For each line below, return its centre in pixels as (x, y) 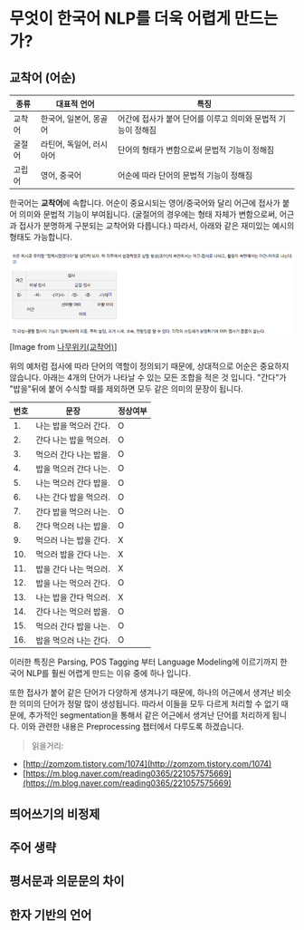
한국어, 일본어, (66, 118)
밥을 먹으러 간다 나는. (73, 469)
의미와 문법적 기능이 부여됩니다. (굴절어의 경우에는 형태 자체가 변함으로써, (148, 214)
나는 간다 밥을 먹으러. (73, 497)
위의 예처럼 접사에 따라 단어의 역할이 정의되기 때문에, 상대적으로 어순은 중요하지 (149, 366)
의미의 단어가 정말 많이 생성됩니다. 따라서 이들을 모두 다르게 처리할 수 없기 (149, 704)
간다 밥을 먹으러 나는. (73, 511)
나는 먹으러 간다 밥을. (73, 483)
